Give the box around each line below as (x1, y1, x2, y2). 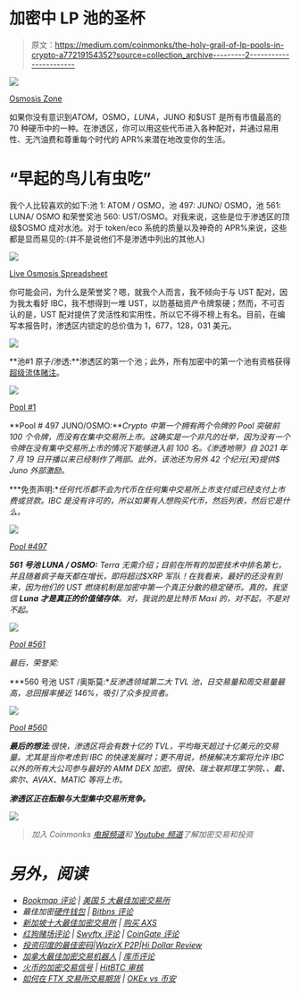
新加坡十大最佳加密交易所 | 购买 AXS (21, 917, 158, 928)
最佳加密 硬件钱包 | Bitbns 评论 (21, 905, 134, 917)
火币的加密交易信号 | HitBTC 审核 (21, 962, 144, 972)
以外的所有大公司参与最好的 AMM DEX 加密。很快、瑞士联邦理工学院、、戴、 (9, 762, 290, 774)
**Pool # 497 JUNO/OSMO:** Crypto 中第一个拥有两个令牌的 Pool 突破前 (9, 420, 280, 430)
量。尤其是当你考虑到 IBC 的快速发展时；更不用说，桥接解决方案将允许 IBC (9, 751, 285, 762)
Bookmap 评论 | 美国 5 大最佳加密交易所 (21, 895, 171, 905)
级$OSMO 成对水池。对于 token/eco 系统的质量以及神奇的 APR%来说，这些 (9, 222, 287, 233)
